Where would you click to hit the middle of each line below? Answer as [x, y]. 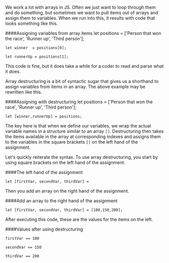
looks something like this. [32, 23]
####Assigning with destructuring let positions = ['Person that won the [79, 102]
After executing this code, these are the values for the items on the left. [79, 219]
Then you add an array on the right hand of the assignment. [67, 191]
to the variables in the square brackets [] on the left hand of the [72, 142]
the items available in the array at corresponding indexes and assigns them [83, 137]
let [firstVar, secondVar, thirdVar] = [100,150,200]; [64, 210]
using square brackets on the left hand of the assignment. [65, 162]
